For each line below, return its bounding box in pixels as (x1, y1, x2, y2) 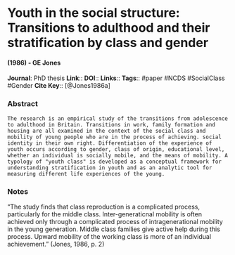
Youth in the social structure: (7, 5, 181, 21)
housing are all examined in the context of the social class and (7, 127, 206, 134)
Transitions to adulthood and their (7, 20, 210, 36)
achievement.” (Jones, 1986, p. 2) (7, 240, 105, 248)
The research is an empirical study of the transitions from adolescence (7, 115, 229, 122)
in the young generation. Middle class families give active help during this (7, 225, 220, 233)
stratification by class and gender (7, 35, 209, 51)
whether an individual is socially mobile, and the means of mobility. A (7, 152, 229, 159)
